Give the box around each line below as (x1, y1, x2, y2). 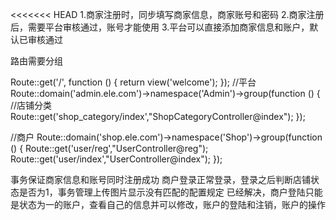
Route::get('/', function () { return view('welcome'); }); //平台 (10, 76, 257, 88)
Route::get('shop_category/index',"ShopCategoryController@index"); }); (10, 111, 306, 122)
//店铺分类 (10, 99, 53, 111)
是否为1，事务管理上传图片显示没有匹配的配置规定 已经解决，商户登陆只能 (18, 186, 323, 198)
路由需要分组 (10, 55, 63, 67)
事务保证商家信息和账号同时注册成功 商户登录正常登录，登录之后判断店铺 (10, 174, 311, 185)
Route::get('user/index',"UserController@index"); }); (10, 153, 223, 165)
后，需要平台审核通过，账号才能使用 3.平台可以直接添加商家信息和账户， (10, 21, 310, 33)
